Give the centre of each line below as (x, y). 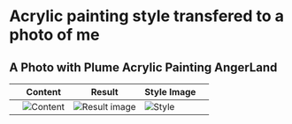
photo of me (54, 35)
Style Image (170, 92)
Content (44, 92)
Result (104, 92)
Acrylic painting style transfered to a (147, 16)
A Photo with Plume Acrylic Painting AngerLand (143, 67)
